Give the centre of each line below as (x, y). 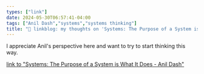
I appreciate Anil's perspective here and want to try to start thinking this (96, 46)
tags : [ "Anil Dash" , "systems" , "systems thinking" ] (72, 23)
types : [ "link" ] (27, 12)
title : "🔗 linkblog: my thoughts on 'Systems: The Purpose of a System (99, 29)
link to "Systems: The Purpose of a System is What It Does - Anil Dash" (95, 64)
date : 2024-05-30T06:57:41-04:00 (49, 18)
